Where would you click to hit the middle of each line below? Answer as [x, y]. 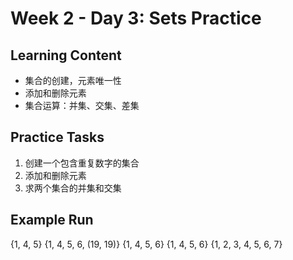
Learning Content [66, 55]
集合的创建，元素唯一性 [73, 80]
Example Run [52, 220]
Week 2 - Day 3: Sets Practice [136, 18]
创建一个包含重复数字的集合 [82, 163]
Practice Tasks [57, 137]
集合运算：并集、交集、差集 [82, 105]
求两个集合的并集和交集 [73, 188]
